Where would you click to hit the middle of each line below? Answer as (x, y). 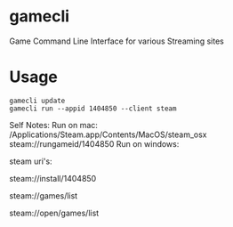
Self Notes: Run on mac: (53, 125)
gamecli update (37, 101)
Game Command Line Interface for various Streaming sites (117, 41)
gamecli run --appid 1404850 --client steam (93, 109)
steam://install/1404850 (53, 178)
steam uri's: (31, 161)
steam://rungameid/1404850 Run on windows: (94, 143)
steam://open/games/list (54, 213)
